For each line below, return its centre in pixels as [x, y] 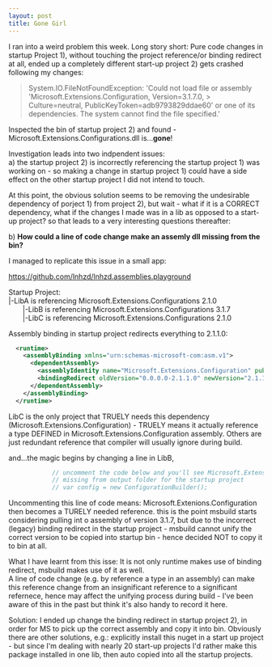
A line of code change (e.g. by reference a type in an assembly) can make [132, 579]
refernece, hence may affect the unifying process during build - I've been [131, 596]
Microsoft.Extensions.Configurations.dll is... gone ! [91, 137]
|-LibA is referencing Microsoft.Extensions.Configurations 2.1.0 [113, 301]
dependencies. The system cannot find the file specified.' [124, 113]
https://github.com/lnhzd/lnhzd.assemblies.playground [100, 277]
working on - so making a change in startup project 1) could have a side [128, 171]
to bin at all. [28, 546]
